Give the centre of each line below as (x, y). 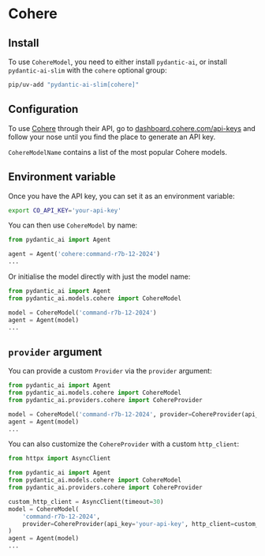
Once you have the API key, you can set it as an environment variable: (121, 196)
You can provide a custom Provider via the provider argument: (110, 371)
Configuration (43, 109)
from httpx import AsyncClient (60, 459)
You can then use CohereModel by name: (73, 225)
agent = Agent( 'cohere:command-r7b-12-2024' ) (84, 254)
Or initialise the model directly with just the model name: (99, 276)
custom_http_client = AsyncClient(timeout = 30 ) (86, 502)
